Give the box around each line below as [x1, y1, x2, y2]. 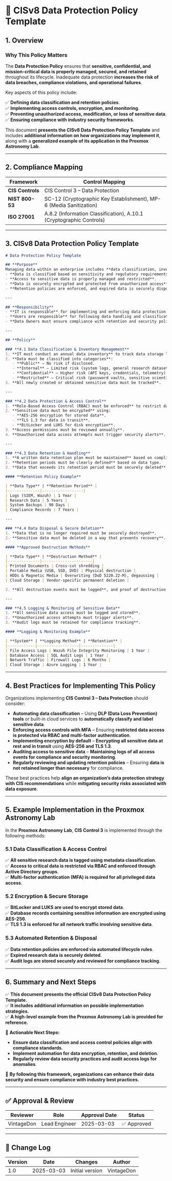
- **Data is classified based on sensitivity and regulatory [5, 272, 139, 277]
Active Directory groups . [5, 869, 59, 875]
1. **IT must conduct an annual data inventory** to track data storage [5, 351, 164, 356]
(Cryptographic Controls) [44, 216, 105, 223]
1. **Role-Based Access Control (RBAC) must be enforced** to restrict [5, 403, 161, 409]
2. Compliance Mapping [5, 163, 83, 172]
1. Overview [5, 36, 44, 45]
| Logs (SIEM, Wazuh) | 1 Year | [5, 493, 77, 498]
